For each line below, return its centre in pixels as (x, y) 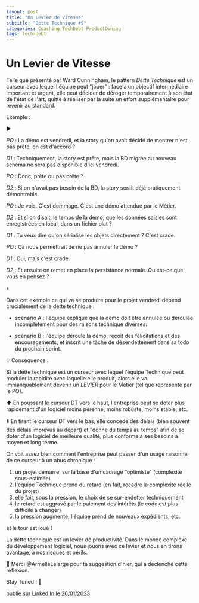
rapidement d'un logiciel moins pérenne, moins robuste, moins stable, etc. (97, 409)
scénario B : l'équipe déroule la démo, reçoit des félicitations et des (97, 336)
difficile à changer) (38, 510)
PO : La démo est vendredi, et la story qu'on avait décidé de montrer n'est (97, 141)
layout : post (22, 12)
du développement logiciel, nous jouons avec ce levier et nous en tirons (94, 546)
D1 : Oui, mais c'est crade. (38, 258)
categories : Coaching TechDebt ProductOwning (63, 28)
